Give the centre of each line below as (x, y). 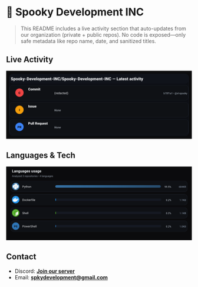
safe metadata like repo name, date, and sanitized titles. (88, 41)
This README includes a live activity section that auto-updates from (103, 28)
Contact (21, 257)
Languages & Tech (41, 155)
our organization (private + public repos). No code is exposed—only (103, 34)
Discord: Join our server (44, 271)
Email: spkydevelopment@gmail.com (61, 277)
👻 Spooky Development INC (75, 12)
